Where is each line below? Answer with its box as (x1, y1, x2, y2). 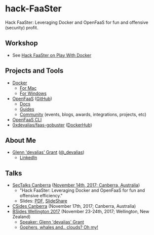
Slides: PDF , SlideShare (19, 198, 68, 204)
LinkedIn (19, 155, 38, 161)
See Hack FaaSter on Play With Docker (12, 52, 92, 58)
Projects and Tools (5, 66, 64, 75)
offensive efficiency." (19, 193, 63, 199)
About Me (5, 136, 36, 144)
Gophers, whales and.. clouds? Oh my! (19, 224, 99, 231)
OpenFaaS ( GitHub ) (12, 95, 52, 102)
